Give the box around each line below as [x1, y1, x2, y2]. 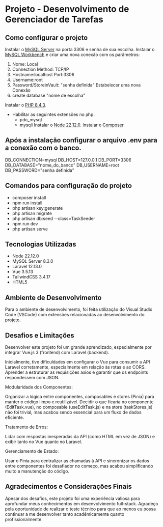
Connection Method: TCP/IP [12, 66, 69, 72]
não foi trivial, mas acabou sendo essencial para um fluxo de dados [5, 409, 142, 416]
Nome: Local [12, 61, 38, 67]
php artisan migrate [12, 210, 52, 216]
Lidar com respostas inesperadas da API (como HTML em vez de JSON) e [5, 434, 155, 440]
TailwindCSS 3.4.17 [12, 274, 51, 280]
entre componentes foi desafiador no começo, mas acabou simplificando [5, 463, 153, 469]
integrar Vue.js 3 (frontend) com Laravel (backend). [5, 350, 109, 356]
